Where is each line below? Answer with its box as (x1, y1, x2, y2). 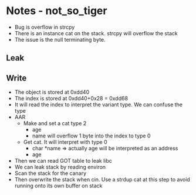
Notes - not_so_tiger (6, 4, 107, 18)
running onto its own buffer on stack (14, 182, 103, 189)
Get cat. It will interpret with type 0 (23, 139, 107, 146)
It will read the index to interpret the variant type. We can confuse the (14, 101, 183, 108)
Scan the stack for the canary (14, 170, 87, 177)
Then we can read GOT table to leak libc (14, 157, 113, 164)
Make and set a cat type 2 (23, 120, 87, 127)
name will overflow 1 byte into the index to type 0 (32, 132, 151, 139)
